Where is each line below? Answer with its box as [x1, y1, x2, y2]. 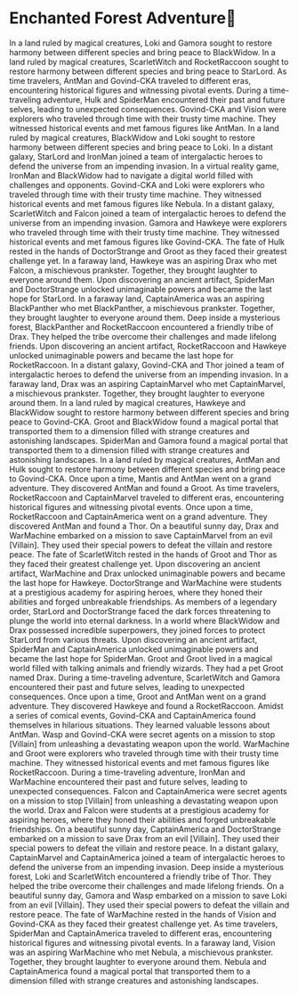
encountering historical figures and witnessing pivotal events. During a [9, 85, 269, 95]
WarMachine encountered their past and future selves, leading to [9, 776, 248, 787]
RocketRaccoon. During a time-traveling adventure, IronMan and [9, 767, 246, 777]
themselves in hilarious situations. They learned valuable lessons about [9, 720, 270, 730]
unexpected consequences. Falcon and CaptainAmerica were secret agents [9, 785, 287, 796]
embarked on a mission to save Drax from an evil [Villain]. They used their [9, 833, 280, 843]
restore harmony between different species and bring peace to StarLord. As [9, 66, 287, 77]
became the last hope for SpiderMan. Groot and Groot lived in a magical [9, 653, 273, 663]
